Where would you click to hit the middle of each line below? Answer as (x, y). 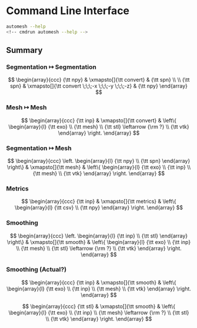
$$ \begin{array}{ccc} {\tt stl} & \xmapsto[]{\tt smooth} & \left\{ (99, 306)
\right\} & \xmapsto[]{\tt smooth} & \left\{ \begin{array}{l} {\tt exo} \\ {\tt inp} (99, 242)
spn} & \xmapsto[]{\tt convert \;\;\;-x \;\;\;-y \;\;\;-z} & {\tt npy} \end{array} (99, 86)
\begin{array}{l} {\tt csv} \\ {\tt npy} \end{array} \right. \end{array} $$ (99, 207)
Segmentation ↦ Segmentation (51, 67)
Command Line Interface (68, 11)
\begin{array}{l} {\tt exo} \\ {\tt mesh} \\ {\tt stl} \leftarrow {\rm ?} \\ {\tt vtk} (99, 126)
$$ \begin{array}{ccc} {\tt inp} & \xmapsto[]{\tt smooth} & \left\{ (99, 282)
